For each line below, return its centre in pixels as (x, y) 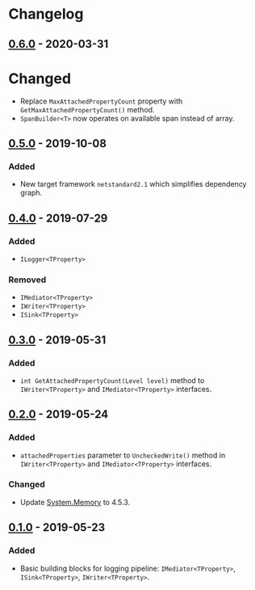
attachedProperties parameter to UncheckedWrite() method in (123, 455)
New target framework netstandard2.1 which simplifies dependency (133, 184)
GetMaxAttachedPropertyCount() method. (87, 109)
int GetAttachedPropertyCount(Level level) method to (112, 380)
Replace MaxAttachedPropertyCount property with (101, 101)
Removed (27, 280)
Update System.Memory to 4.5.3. (75, 502)
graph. (31, 193)
